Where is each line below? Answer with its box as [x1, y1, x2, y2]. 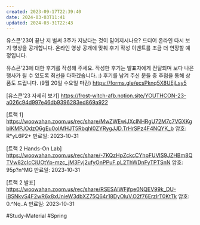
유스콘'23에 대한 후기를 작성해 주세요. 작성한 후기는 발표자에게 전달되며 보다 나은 [6, 64, 194, 72]
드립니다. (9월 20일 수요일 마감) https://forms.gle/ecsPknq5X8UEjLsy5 [17, 79, 187, 87]
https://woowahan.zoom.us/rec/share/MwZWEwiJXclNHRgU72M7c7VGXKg [6, 118, 192, 125]
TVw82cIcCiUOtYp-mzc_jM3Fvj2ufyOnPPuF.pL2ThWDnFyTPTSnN [6, 159, 171, 166]
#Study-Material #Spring [6, 212, 67, 220]
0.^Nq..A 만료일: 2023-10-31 [6, 201, 75, 208]
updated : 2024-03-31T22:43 [6, 20, 73, 26]
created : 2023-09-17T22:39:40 [6, 8, 82, 15]
